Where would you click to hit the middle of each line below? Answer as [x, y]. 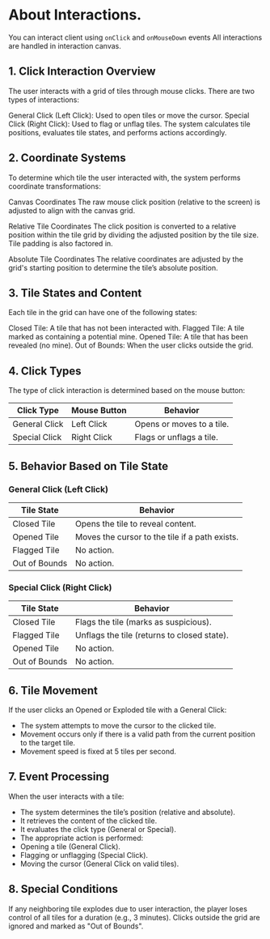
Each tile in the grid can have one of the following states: [103, 313]
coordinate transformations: [55, 186]
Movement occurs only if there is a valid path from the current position [138, 734]
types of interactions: [44, 100]
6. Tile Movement [53, 690]
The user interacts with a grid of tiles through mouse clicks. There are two [131, 91]
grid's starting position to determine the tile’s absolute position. [113, 267]
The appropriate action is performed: [82, 838]
